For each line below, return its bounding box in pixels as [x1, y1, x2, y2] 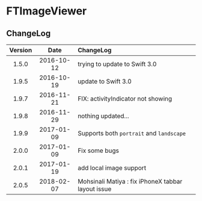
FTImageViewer [6, 4, 87, 18]
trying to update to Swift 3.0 [78, 60, 157, 68]
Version [9, 46, 32, 54]
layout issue [78, 185, 112, 193]
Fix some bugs [78, 146, 119, 155]
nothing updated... [78, 112, 129, 120]
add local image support [78, 164, 146, 172]
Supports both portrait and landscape [78, 129, 186, 137]
